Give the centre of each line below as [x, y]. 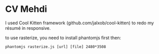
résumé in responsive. [28, 28]
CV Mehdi [26, 9]
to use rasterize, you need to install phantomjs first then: [63, 38]
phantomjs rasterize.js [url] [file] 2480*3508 [56, 47]
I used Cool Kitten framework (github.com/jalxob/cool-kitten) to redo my [79, 23]
